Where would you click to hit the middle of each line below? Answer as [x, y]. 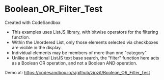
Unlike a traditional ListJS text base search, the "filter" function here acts [85, 58]
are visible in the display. [37, 47]
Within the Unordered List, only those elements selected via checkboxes [85, 42]
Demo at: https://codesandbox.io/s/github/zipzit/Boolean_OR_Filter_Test [77, 72]
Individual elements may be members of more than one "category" [79, 53]
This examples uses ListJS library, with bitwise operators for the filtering [85, 32]
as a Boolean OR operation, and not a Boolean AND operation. [74, 63]
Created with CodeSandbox [33, 22]
